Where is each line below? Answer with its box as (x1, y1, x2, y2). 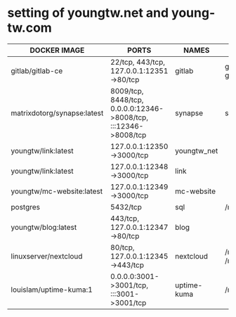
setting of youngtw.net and (7, 5, 169, 21)
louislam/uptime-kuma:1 (11, 285, 93, 295)
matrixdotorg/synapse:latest (11, 108, 104, 117)
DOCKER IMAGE (29, 45, 85, 55)
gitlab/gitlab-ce (11, 65, 63, 75)
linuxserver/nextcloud (11, 251, 83, 261)
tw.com (7, 20, 53, 36)
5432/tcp (110, 202, 143, 212)
